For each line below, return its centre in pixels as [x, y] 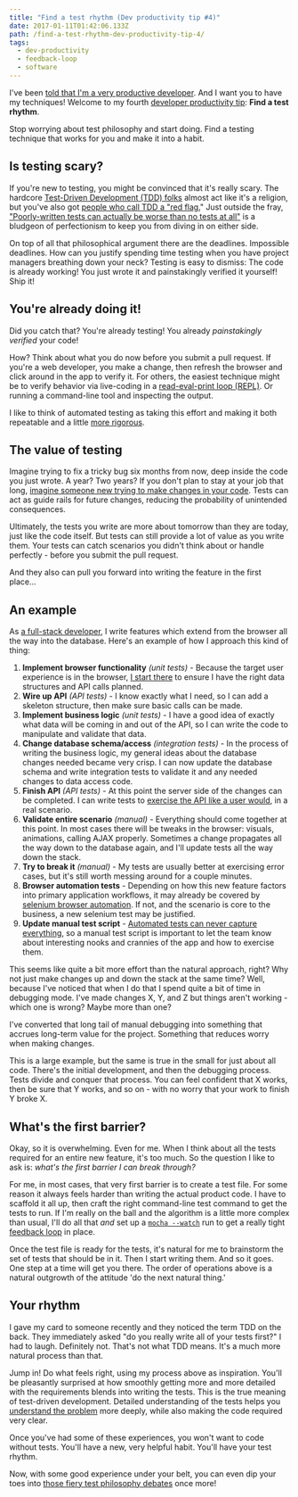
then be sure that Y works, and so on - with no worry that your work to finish [149, 1089]
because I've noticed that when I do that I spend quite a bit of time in [135, 988]
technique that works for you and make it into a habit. [107, 138]
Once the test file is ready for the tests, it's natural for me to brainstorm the [146, 1249]
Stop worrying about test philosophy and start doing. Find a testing [132, 128]
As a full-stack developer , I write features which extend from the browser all [148, 632]
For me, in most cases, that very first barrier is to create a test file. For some [149, 1184]
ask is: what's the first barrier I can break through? [102, 1167]
